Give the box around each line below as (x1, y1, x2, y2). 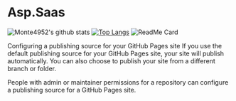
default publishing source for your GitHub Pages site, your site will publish (7, 49, 225, 58)
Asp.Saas (7, 4, 65, 21)
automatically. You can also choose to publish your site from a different (7, 56, 215, 65)
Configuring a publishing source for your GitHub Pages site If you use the (7, 41, 222, 50)
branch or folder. (7, 64, 57, 73)
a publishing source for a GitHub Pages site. (7, 85, 136, 94)
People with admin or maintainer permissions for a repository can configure (7, 78, 229, 86)
